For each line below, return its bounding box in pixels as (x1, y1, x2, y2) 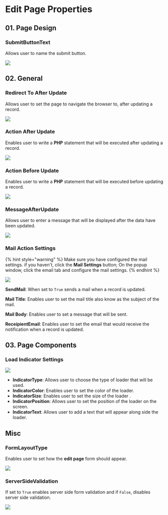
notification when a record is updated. (5, 326, 85, 332)
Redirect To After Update (5, 89, 67, 96)
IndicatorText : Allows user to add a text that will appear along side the (12, 409, 158, 415)
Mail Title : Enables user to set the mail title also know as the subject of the (5, 296, 159, 302)
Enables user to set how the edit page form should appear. (5, 455, 127, 462)
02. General (5, 74, 43, 83)
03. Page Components (5, 341, 77, 350)
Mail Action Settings (5, 245, 56, 252)
